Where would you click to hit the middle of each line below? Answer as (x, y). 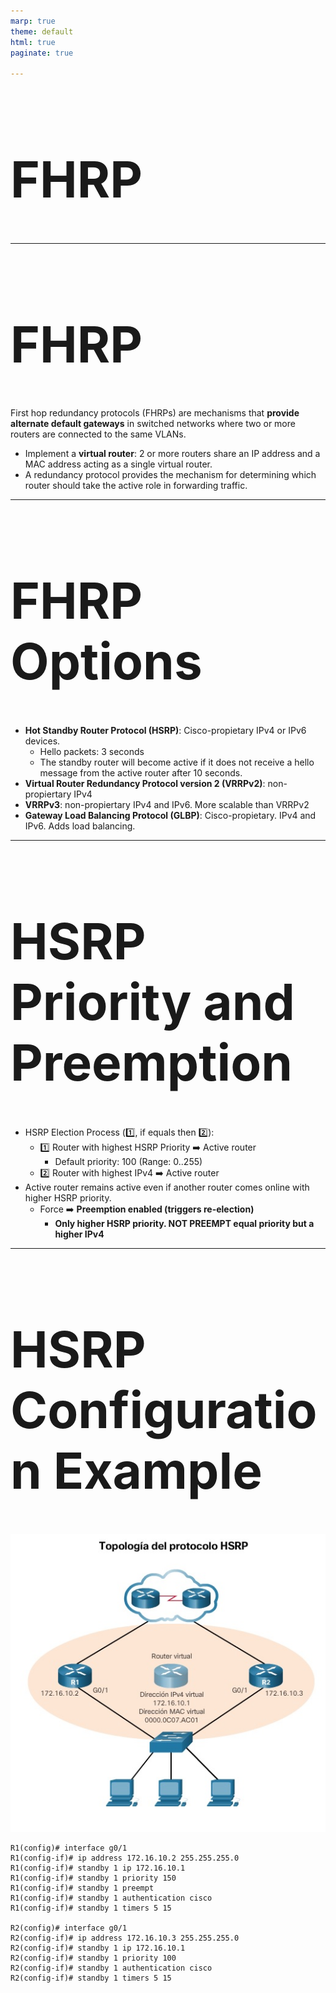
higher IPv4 (79, 1234)
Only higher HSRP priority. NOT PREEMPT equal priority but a (184, 1223)
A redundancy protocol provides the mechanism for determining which (170, 475)
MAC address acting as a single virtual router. (118, 464)
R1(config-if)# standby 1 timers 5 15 (91, 1908)
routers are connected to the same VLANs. (98, 434)
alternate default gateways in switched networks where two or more (153, 424)
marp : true (33, 21)
